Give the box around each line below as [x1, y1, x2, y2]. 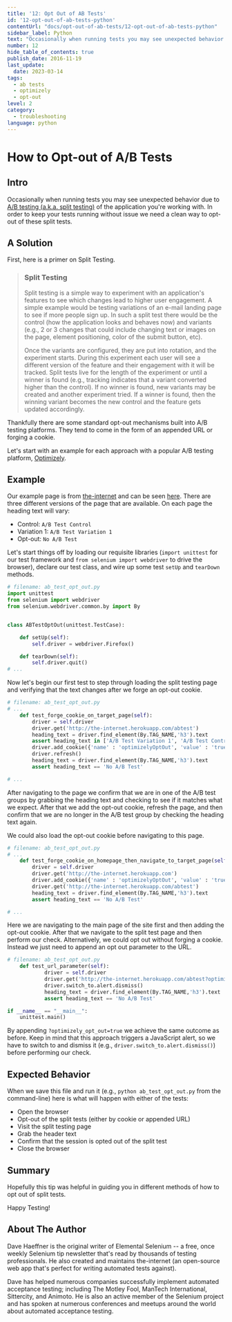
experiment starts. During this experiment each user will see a [23, 354, 201, 362]
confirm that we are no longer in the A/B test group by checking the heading [7, 810, 224, 818]
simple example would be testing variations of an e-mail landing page [23, 303, 222, 311]
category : [7, 107, 36, 113]
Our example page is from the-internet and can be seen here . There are [7, 492, 211, 500]
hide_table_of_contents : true [7, 49, 95, 56]
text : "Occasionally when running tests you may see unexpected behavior [7, 36, 224, 43]
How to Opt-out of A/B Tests [7, 149, 173, 165]
